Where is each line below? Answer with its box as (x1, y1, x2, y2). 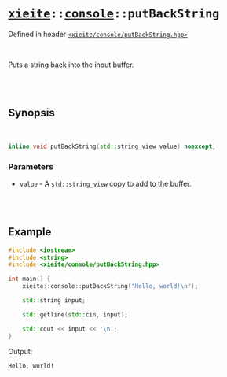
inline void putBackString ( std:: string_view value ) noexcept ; (8, 142, 216, 150)
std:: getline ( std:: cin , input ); (22, 310, 128, 319)
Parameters (8, 161, 53, 172)
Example (8, 225, 52, 238)
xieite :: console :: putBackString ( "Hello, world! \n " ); (22, 283, 199, 290)
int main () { (8, 275, 51, 283)
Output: (8, 346, 33, 356)
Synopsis (8, 106, 55, 120)
